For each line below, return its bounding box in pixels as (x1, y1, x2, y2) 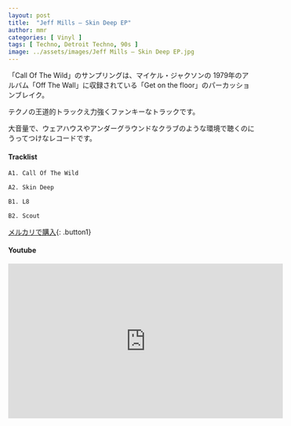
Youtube (8, 245, 37, 255)
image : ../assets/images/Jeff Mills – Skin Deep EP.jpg (8, 48, 195, 56)
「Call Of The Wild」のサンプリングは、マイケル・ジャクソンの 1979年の (8, 71, 242, 79)
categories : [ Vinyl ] (8, 33, 82, 42)
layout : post (8, 11, 51, 20)
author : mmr (8, 26, 47, 34)
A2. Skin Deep (8, 184, 55, 192)
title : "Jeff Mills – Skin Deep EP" (8, 19, 132, 27)
